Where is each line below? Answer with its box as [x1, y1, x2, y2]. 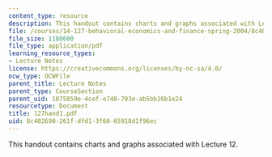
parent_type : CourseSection [8, 87, 104, 95]
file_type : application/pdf [8, 42, 104, 50]
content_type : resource [8, 11, 89, 20]
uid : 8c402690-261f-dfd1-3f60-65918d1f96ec [8, 117, 158, 125]
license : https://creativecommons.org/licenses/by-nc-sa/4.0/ [8, 65, 223, 73]
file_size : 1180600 [8, 34, 74, 43]
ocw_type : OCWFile [8, 72, 70, 80]
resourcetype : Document [8, 102, 89, 110]
